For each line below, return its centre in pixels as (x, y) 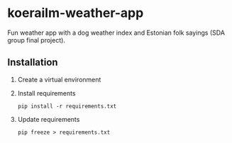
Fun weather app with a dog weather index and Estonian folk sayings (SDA (116, 33)
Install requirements (46, 93)
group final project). (37, 40)
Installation (33, 63)
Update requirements (49, 119)
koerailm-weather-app (76, 13)
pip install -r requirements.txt (67, 106)
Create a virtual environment (59, 79)
